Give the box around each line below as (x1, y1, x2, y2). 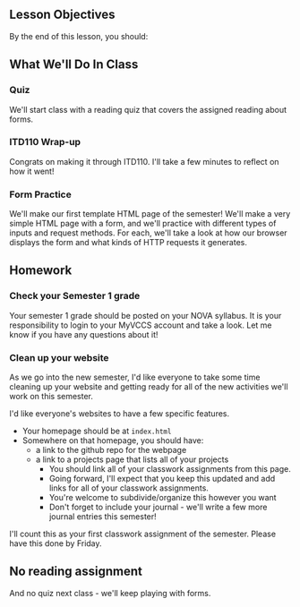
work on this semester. (9, 391, 94, 402)
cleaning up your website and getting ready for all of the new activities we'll (9, 381, 288, 392)
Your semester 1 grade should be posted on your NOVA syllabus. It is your (9, 310, 282, 321)
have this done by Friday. (9, 538, 102, 549)
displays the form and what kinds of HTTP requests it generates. (9, 237, 248, 248)
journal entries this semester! (48, 511, 157, 522)
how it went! (9, 166, 55, 176)
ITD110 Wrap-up (9, 136, 81, 149)
